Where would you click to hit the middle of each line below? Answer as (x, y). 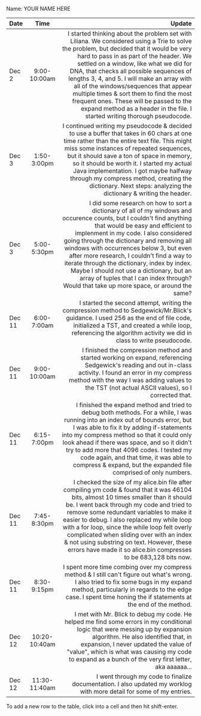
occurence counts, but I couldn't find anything (127, 218)
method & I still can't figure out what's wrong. (128, 574)
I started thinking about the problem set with (130, 34)
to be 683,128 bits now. (158, 557)
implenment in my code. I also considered (133, 233)
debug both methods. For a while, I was (137, 412)
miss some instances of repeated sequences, (128, 148)
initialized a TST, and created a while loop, (133, 325)
